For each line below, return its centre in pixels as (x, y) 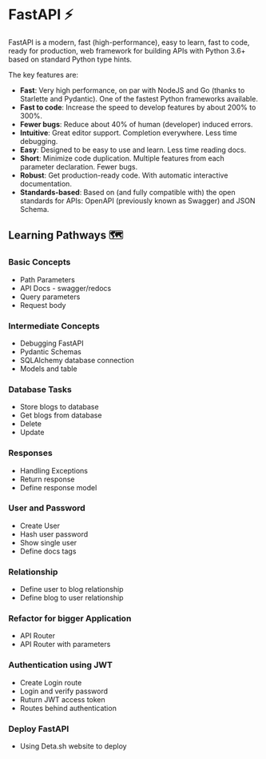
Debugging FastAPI (52, 343)
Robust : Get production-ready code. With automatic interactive (124, 175)
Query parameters (50, 297)
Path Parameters (48, 279)
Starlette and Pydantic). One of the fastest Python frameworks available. (139, 98)
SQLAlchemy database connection (77, 360)
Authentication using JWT (61, 665)
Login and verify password (64, 691)
